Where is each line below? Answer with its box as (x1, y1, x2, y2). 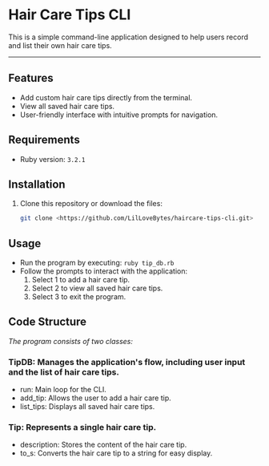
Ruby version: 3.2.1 (19, 154, 86, 164)
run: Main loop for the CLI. (19, 385, 106, 395)
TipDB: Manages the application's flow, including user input (8, 356, 246, 367)
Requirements (8, 133, 80, 147)
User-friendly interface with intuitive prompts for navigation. (19, 110, 219, 120)
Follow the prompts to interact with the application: (19, 266, 188, 276)
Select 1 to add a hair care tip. (31, 275, 130, 285)
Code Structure (8, 315, 86, 329)
